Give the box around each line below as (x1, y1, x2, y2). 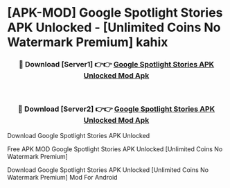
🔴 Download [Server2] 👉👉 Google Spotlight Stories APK (17, 104, 215, 114)
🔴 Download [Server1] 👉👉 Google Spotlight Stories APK (18, 60, 215, 69)
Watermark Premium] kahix (7, 35, 168, 50)
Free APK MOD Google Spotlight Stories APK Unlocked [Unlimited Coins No (7, 144, 223, 153)
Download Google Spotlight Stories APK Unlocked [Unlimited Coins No (7, 165, 209, 174)
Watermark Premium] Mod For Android (7, 173, 118, 181)
